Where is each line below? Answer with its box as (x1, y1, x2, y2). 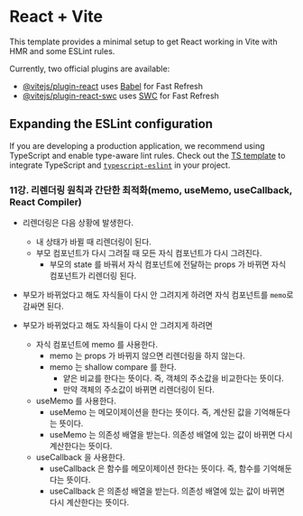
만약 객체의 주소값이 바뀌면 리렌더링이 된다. (62, 384, 215, 395)
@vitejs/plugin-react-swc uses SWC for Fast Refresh (22, 90, 219, 101)
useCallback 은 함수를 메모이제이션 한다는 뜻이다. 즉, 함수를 (49, 463, 262, 475)
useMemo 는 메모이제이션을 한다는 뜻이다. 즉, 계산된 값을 (49, 407, 252, 418)
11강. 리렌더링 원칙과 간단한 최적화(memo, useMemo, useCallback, (9, 183, 293, 196)
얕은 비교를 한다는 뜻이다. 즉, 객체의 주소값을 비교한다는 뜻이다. (62, 373, 284, 384)
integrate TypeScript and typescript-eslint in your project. (9, 160, 231, 170)
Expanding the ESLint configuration (9, 116, 214, 132)
